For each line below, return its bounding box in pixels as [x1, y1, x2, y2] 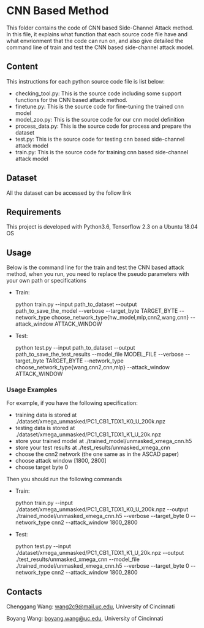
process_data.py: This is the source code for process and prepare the [15, 122, 192, 130]
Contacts [6, 586, 43, 597]
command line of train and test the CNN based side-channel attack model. [6, 44, 194, 51]
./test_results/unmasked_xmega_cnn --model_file [15, 555, 140, 563]
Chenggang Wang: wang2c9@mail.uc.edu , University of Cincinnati [6, 603, 175, 610]
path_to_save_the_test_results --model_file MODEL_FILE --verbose [15, 351, 184, 358]
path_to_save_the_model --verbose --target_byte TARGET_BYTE [15, 307, 178, 315]
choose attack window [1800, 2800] [15, 457, 107, 465]
